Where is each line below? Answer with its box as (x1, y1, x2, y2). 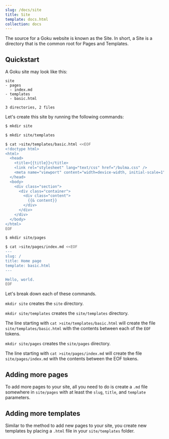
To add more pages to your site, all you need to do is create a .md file (5, 384, 148, 390)
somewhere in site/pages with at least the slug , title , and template (5, 389, 146, 395)
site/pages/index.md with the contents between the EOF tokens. (5, 356, 139, 362)
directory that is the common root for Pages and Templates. (5, 41, 129, 47)
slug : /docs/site (5, 7, 42, 13)
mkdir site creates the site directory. (5, 301, 84, 307)
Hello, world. (5, 277, 35, 282)
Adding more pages (5, 370, 68, 379)
